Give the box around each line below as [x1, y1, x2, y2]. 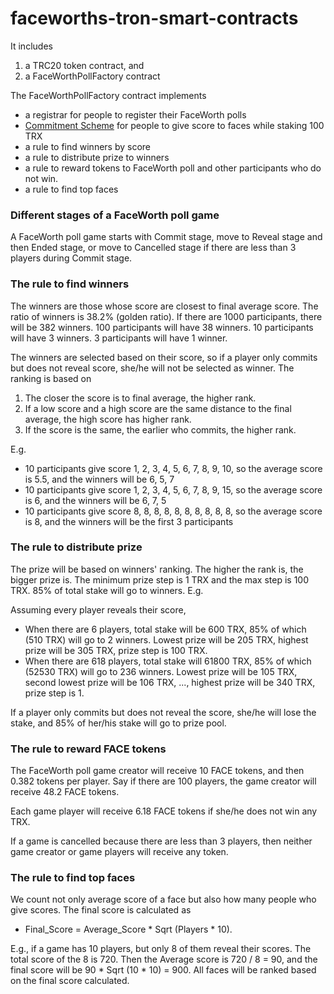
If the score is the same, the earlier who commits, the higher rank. [24, 423, 297, 436]
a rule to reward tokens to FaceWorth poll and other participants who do [24, 162, 322, 174]
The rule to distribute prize [10, 540, 143, 554]
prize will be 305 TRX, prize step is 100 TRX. [24, 644, 208, 656]
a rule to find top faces [24, 183, 119, 195]
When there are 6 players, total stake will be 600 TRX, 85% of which [24, 623, 307, 635]
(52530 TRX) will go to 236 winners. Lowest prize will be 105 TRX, [24, 665, 298, 677]
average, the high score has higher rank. [24, 413, 192, 425]
